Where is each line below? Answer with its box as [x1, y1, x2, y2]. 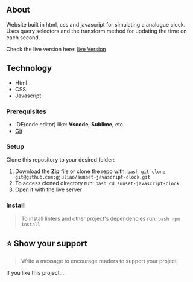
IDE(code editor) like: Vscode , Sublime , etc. [14, 120, 125, 128]
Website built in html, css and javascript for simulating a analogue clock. [6, 21, 186, 28]
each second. [6, 33, 40, 41]
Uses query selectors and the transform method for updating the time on [6, 27, 187, 34]
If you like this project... [6, 269, 65, 277]
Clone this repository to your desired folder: [6, 156, 115, 163]
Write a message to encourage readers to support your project [21, 257, 177, 265]
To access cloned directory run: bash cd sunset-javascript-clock [14, 180, 180, 187]
